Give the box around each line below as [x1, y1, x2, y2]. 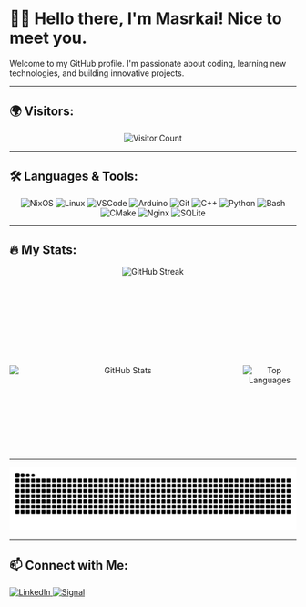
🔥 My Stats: [9, 242, 77, 257]
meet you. [9, 27, 88, 48]
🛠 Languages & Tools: [9, 169, 138, 184]
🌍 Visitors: [9, 104, 75, 120]
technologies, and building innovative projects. [9, 68, 185, 78]
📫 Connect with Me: [9, 558, 129, 573]
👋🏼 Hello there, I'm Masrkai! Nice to [9, 8, 282, 29]
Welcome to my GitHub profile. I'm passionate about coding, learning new [9, 58, 287, 68]
